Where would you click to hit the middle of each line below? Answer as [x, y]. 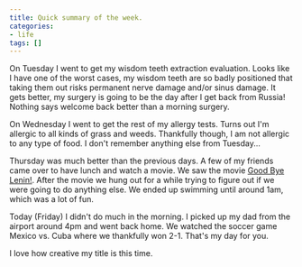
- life [22, 34]
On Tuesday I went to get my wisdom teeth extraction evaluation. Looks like [150, 69]
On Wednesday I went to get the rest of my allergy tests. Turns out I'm [139, 124]
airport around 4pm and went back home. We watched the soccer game [143, 226]
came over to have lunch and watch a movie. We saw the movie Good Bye [147, 170]
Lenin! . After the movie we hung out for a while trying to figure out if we [142, 180]
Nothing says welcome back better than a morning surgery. [119, 107]
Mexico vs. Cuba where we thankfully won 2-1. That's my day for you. [139, 236]
